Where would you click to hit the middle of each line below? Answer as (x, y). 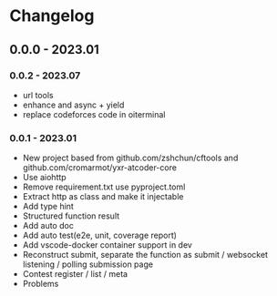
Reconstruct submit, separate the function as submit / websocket (145, 255)
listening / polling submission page (87, 264)
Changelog (52, 16)
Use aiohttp (44, 178)
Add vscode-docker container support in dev (108, 245)
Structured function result (71, 216)
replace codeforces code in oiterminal (94, 114)
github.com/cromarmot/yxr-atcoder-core (100, 168)
